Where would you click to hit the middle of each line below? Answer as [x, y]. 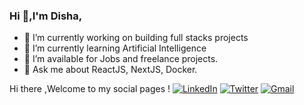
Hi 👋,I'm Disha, [46, 16]
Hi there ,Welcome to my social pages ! [90, 89]
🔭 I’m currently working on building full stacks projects [136, 38]
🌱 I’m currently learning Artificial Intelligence [115, 48]
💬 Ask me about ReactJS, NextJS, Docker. [110, 70]
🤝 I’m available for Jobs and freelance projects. [121, 59]
